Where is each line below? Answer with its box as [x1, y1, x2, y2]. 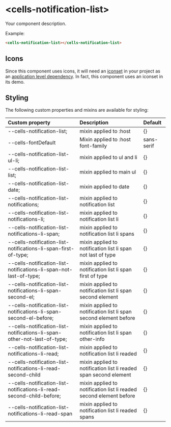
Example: [5, 30, 25, 36]
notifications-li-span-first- [8, 245, 75, 252]
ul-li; [8, 157, 19, 164]
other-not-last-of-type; [8, 336, 67, 343]
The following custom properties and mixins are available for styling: [5, 107, 149, 113]
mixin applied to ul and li [79, 154, 137, 161]
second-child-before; [8, 392, 61, 399]
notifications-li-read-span [8, 410, 73, 417]
